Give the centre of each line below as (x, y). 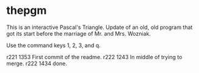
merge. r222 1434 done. (37, 63)
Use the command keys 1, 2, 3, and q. (53, 45)
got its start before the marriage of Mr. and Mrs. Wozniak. (79, 33)
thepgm (27, 11)
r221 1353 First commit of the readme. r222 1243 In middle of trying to (94, 57)
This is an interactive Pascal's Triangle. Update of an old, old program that (99, 27)
